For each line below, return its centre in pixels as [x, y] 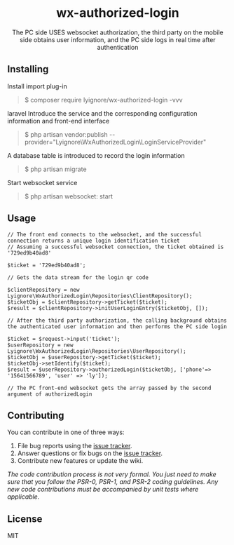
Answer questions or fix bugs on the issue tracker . [90, 453]
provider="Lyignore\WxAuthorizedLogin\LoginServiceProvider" [115, 142]
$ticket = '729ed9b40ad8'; [47, 265]
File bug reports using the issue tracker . [75, 446]
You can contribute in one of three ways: [66, 432]
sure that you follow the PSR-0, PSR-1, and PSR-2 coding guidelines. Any [113, 482]
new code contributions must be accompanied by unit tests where [103, 490]
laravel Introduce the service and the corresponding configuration [102, 113]
